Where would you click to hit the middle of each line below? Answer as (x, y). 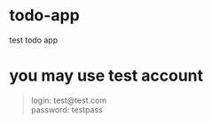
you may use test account (106, 76)
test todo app (34, 40)
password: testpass (67, 109)
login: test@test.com (69, 100)
